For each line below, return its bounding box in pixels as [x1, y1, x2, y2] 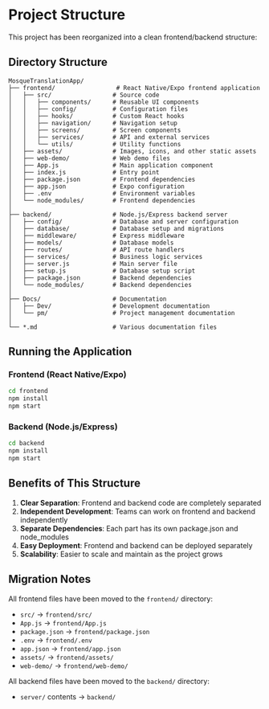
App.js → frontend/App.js [19, 617, 107, 628]
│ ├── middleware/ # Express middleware [8, 232, 185, 240]
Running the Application [8, 345, 132, 359]
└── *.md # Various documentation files [8, 323, 218, 331]
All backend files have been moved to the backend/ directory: [8, 676, 210, 686]
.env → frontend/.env [19, 635, 92, 645]
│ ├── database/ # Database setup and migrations [8, 224, 225, 232]
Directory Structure [8, 55, 108, 69]
